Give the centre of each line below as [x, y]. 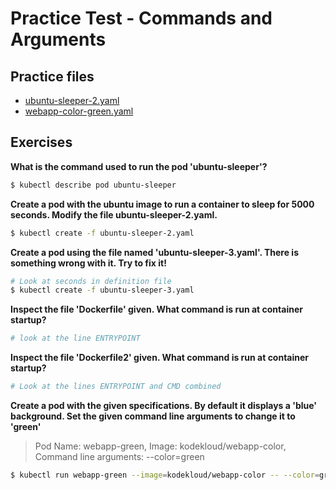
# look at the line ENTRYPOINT [75, 338]
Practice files [52, 76]
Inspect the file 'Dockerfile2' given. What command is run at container [160, 358]
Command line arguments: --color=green [119, 457]
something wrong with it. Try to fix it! [88, 263]
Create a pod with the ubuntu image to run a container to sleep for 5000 [162, 204]
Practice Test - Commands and [141, 18]
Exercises [41, 142]
